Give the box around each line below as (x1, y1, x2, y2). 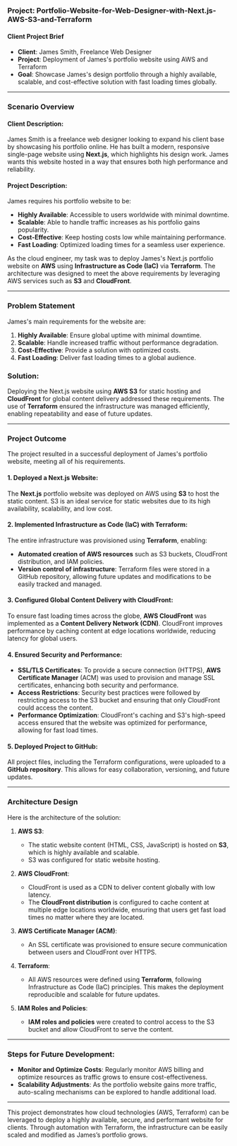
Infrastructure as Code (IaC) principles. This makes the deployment (28, 982, 224, 991)
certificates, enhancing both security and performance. (17, 681, 179, 690)
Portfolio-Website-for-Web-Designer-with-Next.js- (36, 6, 217, 16)
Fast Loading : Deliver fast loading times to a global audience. (17, 353, 196, 362)
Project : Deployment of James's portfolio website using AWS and (17, 55, 208, 64)
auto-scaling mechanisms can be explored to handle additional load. (17, 1087, 217, 1096)
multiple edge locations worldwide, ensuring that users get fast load (28, 905, 226, 914)
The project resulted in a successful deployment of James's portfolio (7, 450, 208, 458)
